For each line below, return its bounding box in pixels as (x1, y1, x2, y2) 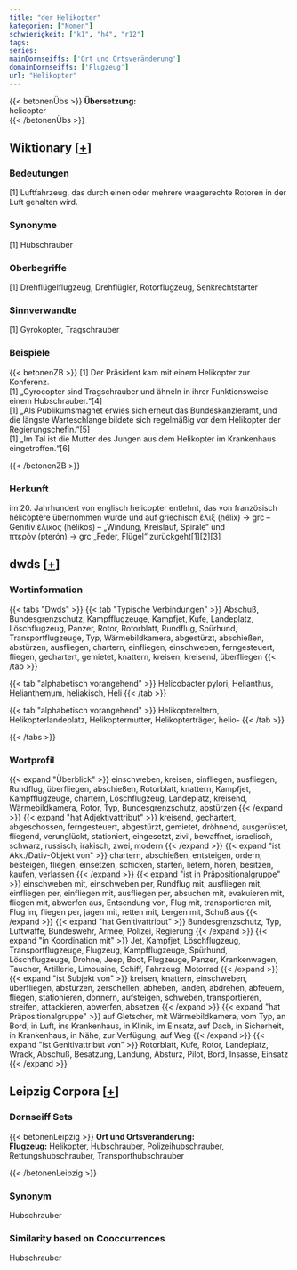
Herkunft (9, 482, 49, 495)
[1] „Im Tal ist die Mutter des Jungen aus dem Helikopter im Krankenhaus (9, 433, 277, 444)
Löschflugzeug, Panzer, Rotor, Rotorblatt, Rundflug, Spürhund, (9, 623, 238, 633)
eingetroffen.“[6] (9, 442, 71, 453)
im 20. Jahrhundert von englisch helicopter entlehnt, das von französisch (9, 502, 277, 513)
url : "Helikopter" (9, 71, 77, 80)
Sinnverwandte (9, 304, 77, 317)
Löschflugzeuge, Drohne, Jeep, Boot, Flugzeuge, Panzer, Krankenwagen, (9, 953, 278, 964)
